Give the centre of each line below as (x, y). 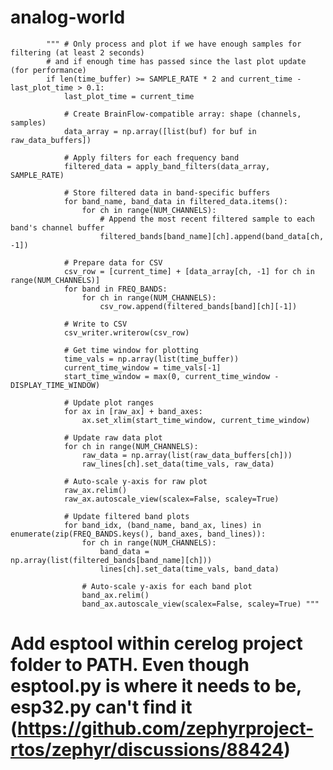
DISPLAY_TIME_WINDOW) (55, 385)
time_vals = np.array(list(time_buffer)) (151, 359)
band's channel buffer (57, 227)
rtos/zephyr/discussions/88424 (147, 750)
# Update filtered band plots (126, 516)
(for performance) (48, 70)
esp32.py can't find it (101, 707)
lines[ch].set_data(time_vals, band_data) (189, 569)
